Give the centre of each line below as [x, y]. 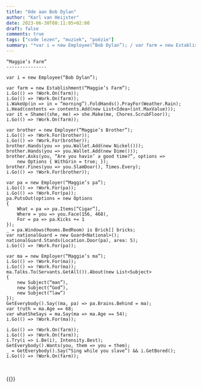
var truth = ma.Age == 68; [40, 309]
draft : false [23, 29]
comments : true [25, 34]
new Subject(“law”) [41, 293]
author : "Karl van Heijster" [43, 17]
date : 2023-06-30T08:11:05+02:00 [48, 23]
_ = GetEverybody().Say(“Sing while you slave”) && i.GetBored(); [91, 351]
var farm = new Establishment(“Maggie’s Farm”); [68, 88]
